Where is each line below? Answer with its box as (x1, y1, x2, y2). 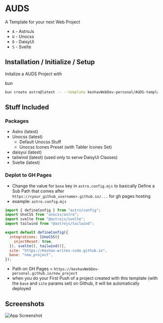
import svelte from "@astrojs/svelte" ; (5, 217, 86, 221)
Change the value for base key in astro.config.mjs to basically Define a (12, 183, 155, 188)
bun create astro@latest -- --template (5, 89, 86, 95)
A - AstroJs (12, 28, 34, 34)
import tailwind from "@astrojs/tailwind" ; (5, 221, 95, 226)
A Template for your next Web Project (5, 19, 80, 25)
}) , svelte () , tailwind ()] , (9, 243, 66, 248)
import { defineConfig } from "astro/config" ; (5, 207, 101, 213)
